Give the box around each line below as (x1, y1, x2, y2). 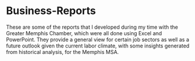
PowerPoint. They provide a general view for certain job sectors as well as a (6, 36, 189, 43)
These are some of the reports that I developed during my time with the (6, 23, 179, 30)
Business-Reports (6, 4, 97, 18)
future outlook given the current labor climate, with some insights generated (6, 42, 190, 49)
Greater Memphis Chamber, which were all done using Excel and (6, 29, 162, 36)
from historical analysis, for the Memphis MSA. (6, 48, 119, 55)
